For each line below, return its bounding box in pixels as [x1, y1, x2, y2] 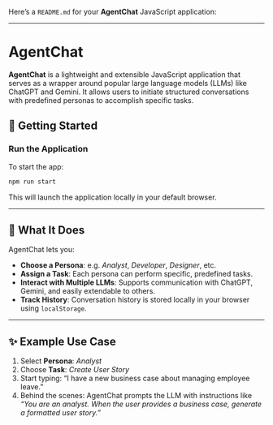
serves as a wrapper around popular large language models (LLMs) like [8, 78, 248, 88]
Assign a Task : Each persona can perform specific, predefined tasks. [19, 269, 253, 279]
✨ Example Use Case [8, 334, 116, 348]
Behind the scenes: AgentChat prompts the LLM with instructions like [19, 391, 253, 401]
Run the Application [8, 144, 89, 155]
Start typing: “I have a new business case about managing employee [19, 373, 250, 384]
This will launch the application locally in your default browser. [8, 192, 217, 202]
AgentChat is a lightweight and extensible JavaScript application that [8, 69, 241, 79]
